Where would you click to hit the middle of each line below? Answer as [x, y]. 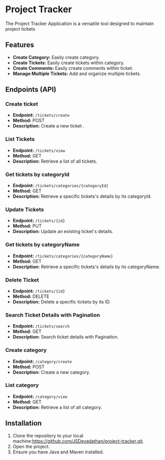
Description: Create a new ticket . [48, 126]
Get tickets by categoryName [43, 245]
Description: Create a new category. [51, 372]
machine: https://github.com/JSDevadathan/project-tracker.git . [78, 441]
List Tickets [20, 139]
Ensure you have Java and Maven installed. [58, 452]
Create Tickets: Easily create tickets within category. [68, 63]
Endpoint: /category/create [42, 361]
